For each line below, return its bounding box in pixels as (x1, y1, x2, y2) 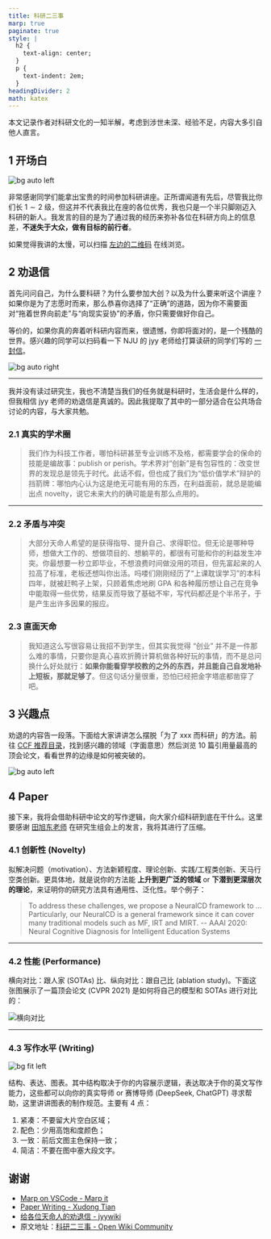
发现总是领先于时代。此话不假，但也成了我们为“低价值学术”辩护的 (42, 469, 261, 479)
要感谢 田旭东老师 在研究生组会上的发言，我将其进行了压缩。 (8, 823, 211, 832)
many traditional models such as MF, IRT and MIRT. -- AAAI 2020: (27, 918, 248, 927)
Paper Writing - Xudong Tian (19, 1202, 115, 1212)
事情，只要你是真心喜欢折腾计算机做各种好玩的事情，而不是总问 (49, 651, 262, 660)
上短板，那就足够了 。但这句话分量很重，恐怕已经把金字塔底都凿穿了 (27, 671, 255, 680)
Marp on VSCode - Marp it (19, 1194, 109, 1203)
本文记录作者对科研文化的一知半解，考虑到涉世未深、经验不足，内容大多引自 (8, 118, 263, 128)
